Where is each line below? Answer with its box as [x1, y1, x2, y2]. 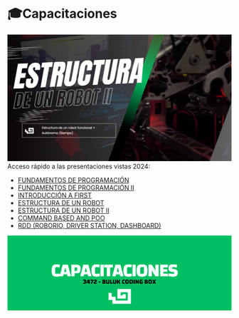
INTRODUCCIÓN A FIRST [17, 190, 92, 200]
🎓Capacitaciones [7, 6, 117, 22]
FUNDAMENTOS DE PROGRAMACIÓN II [17, 183, 134, 192]
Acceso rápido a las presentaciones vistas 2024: [7, 162, 151, 170]
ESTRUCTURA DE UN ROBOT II [17, 206, 110, 215]
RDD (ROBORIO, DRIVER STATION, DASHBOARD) [17, 221, 161, 230]
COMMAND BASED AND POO [17, 213, 105, 222]
